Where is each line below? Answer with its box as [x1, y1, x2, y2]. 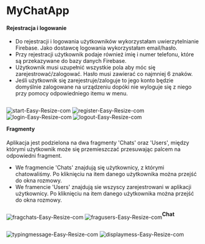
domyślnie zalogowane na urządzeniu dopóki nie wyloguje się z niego [15, 83, 192, 91]
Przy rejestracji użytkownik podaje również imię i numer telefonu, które [15, 51, 195, 58]
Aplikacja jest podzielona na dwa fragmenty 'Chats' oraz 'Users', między [6, 139, 190, 146]
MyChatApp [6, 4, 70, 18]
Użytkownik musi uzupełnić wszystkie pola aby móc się [15, 64, 156, 71]
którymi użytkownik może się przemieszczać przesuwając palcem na [6, 146, 181, 153]
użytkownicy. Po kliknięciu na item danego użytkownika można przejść [15, 190, 195, 197]
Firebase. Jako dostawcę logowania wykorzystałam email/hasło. [15, 44, 177, 52]
